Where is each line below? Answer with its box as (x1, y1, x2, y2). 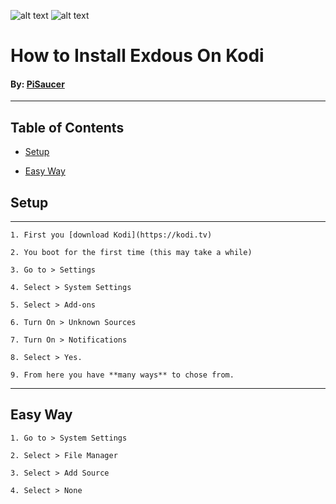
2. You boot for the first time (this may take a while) (10, 248, 253, 258)
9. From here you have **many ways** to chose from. (10, 370, 235, 380)
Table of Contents (10, 119, 125, 136)
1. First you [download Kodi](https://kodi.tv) (10, 230, 213, 240)
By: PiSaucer (10, 78, 65, 90)
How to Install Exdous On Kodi (10, 45, 265, 67)
